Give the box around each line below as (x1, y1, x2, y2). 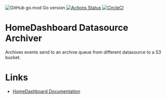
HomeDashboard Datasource (5, 22, 128, 33)
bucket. (5, 54, 21, 60)
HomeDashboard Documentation (12, 88, 80, 94)
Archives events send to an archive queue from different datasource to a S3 (5, 49, 161, 55)
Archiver (5, 33, 42, 44)
